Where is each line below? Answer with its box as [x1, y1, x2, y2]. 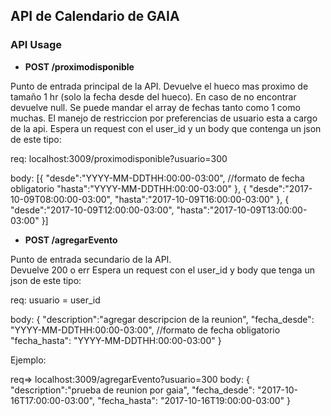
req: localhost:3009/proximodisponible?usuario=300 [10, 152, 228, 164]
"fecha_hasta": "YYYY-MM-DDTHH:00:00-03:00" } [10, 334, 222, 346]
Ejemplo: [10, 354, 47, 366]
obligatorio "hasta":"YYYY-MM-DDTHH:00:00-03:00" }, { [10, 182, 247, 194]
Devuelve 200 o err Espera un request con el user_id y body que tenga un [10, 264, 315, 276]
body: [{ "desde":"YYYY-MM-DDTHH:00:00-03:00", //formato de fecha [10, 172, 305, 184]
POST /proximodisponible [24, 60, 135, 73]
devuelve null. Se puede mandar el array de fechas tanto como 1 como [10, 101, 301, 113]
